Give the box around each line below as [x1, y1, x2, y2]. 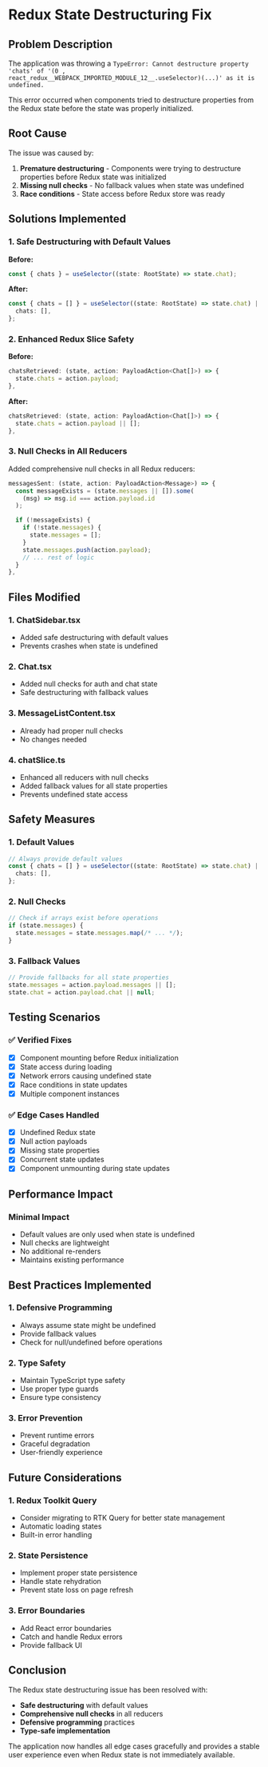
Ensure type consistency [19, 1393, 101, 1402]
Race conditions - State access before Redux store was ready [19, 189, 226, 198]
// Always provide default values [8, 854, 124, 863]
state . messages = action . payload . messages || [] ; [8, 981, 177, 989]
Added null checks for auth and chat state [19, 679, 158, 689]
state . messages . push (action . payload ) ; [22, 546, 152, 554]
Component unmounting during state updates [19, 1164, 170, 1173]
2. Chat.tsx [8, 661, 52, 672]
